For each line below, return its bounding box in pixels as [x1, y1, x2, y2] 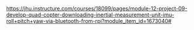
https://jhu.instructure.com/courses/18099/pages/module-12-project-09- [6, 5, 188, 12]
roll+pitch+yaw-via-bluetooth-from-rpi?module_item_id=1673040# [6, 18, 172, 24]
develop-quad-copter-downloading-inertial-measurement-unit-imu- [6, 11, 175, 18]
